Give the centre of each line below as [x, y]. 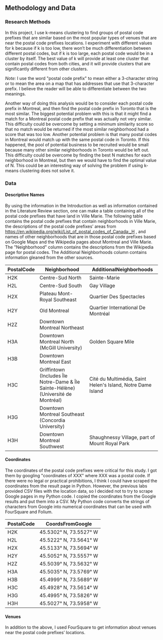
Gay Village [102, 286]
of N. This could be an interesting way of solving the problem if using [74, 165]
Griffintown [52, 369]
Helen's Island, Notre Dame [120, 385]
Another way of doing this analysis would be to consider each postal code [79, 103]
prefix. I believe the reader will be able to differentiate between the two [76, 88]
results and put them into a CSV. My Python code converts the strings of [77, 502]
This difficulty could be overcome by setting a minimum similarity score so [79, 124]
